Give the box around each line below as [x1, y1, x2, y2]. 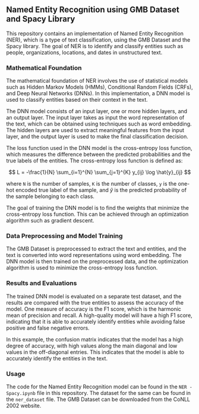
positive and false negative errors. [6, 324, 90, 331]
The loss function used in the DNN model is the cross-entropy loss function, [6, 145, 192, 152]
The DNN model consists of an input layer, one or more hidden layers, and [6, 108, 188, 115]
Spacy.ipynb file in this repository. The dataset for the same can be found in [6, 390, 191, 396]
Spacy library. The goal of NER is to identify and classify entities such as [6, 42, 184, 49]
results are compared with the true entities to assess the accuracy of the [6, 299, 184, 306]
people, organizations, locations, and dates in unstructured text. [6, 49, 163, 56]
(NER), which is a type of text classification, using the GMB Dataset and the [6, 36, 191, 43]
